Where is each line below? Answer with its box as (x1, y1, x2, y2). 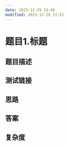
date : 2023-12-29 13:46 (5, 7, 55, 13)
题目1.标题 (5, 36, 48, 47)
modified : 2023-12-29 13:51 (5, 12, 64, 17)
